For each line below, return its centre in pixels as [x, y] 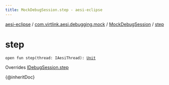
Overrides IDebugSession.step [37, 67]
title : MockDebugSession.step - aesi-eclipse [54, 10]
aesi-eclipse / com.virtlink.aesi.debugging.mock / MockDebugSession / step [85, 24]
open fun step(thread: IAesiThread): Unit [50, 58]
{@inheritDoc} [20, 77]
